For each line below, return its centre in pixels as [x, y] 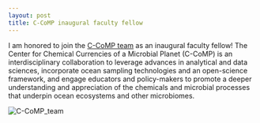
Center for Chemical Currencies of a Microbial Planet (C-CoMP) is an [121, 54]
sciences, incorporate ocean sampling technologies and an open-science [128, 70]
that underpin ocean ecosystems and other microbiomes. [102, 95]
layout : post [30, 15]
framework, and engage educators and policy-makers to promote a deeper [130, 79]
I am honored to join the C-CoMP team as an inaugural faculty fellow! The [128, 45]
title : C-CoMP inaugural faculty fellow [76, 23]
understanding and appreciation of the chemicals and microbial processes [129, 87]
